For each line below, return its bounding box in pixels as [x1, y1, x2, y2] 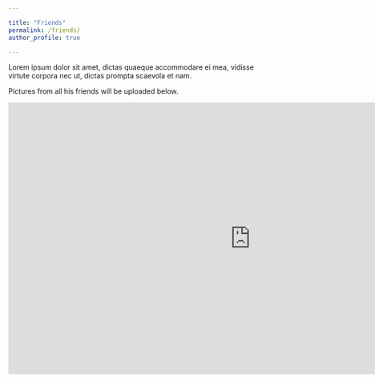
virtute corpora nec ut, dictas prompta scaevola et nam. [8, 71, 192, 81]
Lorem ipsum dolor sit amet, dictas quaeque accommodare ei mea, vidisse [8, 62, 255, 72]
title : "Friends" [8, 18, 67, 26]
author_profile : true [8, 34, 81, 42]
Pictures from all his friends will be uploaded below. [8, 86, 179, 96]
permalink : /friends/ [8, 26, 81, 34]
